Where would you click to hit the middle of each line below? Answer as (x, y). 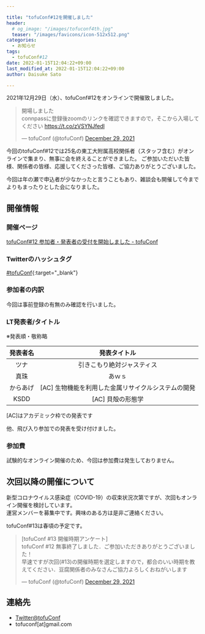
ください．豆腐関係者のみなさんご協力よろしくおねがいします (110, 570)
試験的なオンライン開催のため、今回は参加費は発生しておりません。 (92, 461)
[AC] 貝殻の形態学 (117, 399)
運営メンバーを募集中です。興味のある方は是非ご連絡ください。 (87, 513)
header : (16, 23)
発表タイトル (117, 353)
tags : (13, 52)
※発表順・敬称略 (27, 336)
